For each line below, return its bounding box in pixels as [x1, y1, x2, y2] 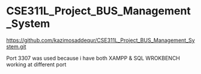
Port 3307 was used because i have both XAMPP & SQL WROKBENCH [6, 54, 181, 61]
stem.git [6, 43, 26, 50]
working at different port [6, 61, 67, 68]
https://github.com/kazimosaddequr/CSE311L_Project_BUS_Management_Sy [6, 36, 195, 44]
